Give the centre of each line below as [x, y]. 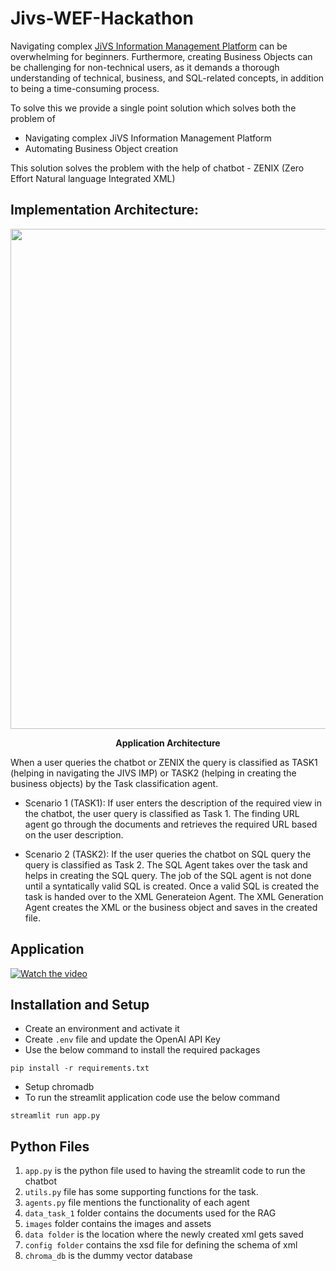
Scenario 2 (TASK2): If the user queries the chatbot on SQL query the [168, 854]
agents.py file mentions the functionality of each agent [137, 1203]
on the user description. [74, 834]
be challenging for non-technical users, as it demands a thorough [145, 67]
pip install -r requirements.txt [80, 1068]
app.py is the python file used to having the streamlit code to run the [165, 1171]
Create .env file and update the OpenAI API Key [122, 1039]
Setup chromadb [59, 1087]
